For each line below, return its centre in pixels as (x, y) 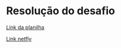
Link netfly (19, 39)
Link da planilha (25, 27)
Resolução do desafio (61, 11)
